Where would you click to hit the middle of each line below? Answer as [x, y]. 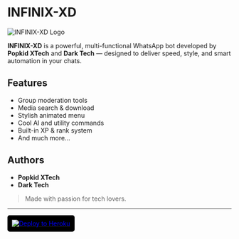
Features [27, 83]
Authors [26, 160]
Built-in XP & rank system [55, 130]
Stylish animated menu [51, 115]
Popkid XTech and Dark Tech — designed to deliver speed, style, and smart [119, 53]
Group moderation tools [52, 100]
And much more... [44, 138]
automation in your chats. [44, 60]
